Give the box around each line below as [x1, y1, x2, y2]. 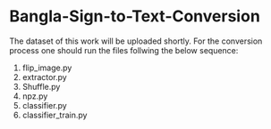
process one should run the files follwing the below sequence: [9, 44, 239, 55]
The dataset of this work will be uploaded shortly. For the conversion [9, 36, 263, 46]
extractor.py [21, 71, 67, 82]
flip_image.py [21, 62, 72, 73]
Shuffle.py [21, 81, 61, 92]
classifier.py [21, 100, 67, 110]
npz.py [21, 91, 48, 101]
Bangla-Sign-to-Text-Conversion [9, 6, 261, 27]
